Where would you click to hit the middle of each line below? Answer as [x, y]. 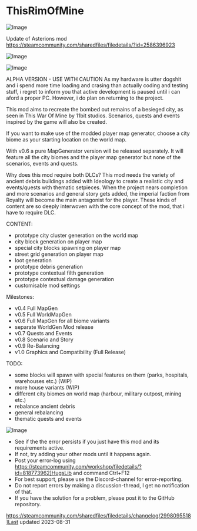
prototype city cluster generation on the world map [76, 235]
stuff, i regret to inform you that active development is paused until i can [93, 91]
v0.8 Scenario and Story [44, 339]
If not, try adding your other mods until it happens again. [83, 454]
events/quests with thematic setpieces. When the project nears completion [97, 187]
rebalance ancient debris [45, 406]
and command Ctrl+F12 [101, 473]
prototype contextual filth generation [59, 273]
